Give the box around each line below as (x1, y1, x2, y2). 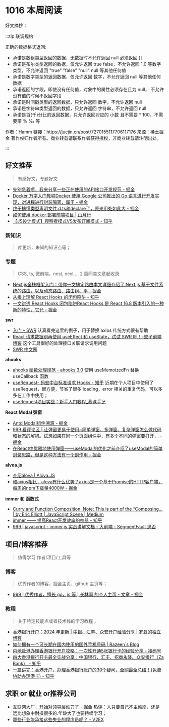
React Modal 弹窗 (5, 409, 42, 415)
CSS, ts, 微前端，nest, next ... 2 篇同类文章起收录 (17, 271, 120, 277)
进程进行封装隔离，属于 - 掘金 (26, 199, 88, 205)
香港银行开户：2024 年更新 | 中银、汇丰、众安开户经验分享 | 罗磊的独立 (12, 629, 161, 635)
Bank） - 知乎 (12, 660, 41, 666)
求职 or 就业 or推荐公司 (5, 690, 77, 698)
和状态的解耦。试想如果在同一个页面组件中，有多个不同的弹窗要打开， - (12, 433, 162, 439)
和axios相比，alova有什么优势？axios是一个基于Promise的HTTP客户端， (12, 479, 163, 485)
